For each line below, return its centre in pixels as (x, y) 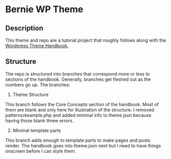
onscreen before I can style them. (41, 151)
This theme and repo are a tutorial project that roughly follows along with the (86, 40)
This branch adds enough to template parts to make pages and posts (78, 140)
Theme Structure (30, 94)
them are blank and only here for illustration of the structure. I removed (80, 110)
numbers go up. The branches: (38, 84)
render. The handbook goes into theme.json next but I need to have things (83, 145)
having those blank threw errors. (40, 120)
